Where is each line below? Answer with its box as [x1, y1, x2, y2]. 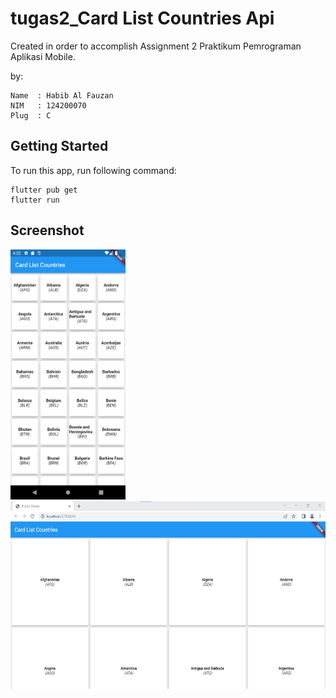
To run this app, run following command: [10, 164, 177, 176]
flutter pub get [10, 185, 78, 195]
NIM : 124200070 [10, 100, 87, 111]
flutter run [10, 195, 60, 205]
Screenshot [10, 222, 85, 239]
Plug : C [10, 110, 52, 121]
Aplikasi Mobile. [10, 50, 76, 62]
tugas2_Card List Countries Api [10, 7, 275, 30]
